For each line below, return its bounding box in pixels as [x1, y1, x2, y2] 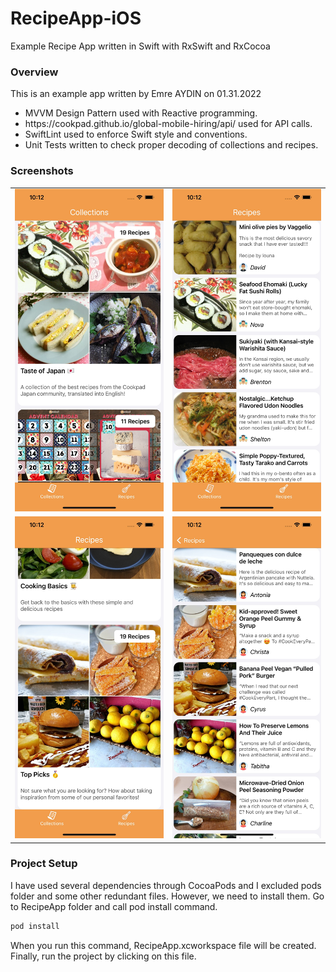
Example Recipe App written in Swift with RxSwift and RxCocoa [10, 40, 271, 52]
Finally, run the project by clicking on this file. [10, 950, 197, 962]
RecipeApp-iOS [10, 7, 142, 30]
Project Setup [10, 857, 78, 871]
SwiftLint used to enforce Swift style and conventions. [24, 128, 248, 141]
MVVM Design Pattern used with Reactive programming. [24, 107, 258, 119]
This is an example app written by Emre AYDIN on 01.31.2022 [10, 88, 262, 100]
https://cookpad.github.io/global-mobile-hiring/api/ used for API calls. [24, 118, 313, 130]
